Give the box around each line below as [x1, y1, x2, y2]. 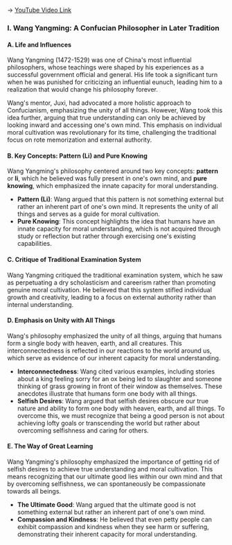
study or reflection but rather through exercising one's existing [17, 232, 196, 240]
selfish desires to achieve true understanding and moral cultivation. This [7, 464, 213, 473]
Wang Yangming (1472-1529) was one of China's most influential [7, 56, 192, 65]
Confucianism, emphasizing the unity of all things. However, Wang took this [7, 106, 223, 115]
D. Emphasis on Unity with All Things [7, 316, 116, 325]
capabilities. [17, 240, 52, 248]
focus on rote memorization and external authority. [7, 135, 152, 144]
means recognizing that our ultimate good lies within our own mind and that [7, 472, 223, 480]
